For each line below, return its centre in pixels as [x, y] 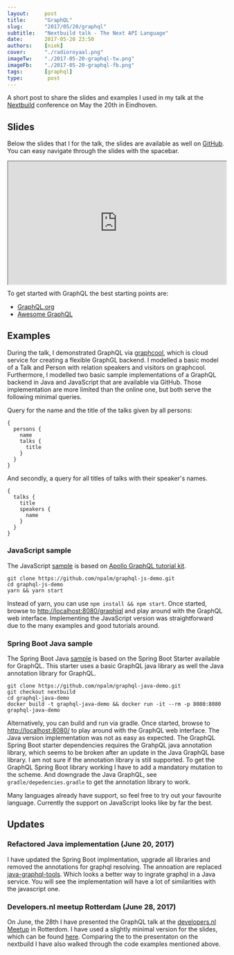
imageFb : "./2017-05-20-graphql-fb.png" [71, 65]
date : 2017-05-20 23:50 [51, 40]
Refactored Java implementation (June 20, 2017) [91, 844]
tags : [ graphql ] [40, 71]
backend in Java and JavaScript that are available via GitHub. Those [105, 382]
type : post [34, 78]
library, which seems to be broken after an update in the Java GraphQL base [116, 753]
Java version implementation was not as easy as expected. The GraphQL [111, 738]
